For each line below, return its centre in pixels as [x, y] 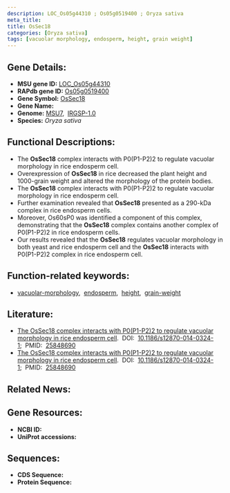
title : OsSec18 [29, 26]
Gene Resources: [45, 413]
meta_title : [24, 20]
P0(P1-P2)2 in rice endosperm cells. [68, 232]
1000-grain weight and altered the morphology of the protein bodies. [115, 181]
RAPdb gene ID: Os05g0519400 [63, 91]
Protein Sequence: [45, 482]
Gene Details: [37, 67]
